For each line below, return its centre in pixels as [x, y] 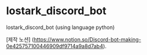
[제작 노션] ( [20, 39]
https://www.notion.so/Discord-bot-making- [87, 39]
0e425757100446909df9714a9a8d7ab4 [55, 46]
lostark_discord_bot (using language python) [61, 27]
